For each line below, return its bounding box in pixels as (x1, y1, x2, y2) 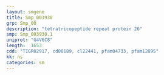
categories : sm (6, 59, 45, 65)
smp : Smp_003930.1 (6, 31, 53, 37)
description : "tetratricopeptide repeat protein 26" (6, 25, 143, 32)
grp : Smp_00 (6, 20, 36, 26)
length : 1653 (6, 43, 43, 49)
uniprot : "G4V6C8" (6, 37, 53, 43)
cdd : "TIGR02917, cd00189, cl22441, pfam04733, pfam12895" (6, 48, 159, 54)
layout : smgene (6, 8, 45, 15)
